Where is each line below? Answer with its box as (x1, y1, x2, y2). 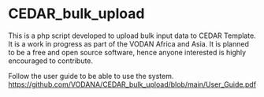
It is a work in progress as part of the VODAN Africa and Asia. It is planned (8, 39, 250, 48)
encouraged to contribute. (8, 56, 93, 65)
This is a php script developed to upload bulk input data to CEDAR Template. (8, 31, 256, 40)
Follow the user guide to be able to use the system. (8, 71, 174, 80)
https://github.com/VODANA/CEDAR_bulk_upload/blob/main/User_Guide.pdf (8, 80, 257, 89)
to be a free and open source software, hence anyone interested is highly (8, 47, 247, 57)
